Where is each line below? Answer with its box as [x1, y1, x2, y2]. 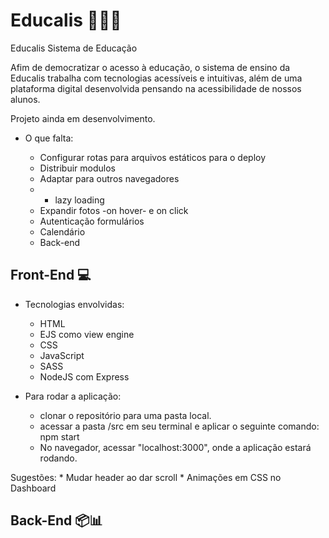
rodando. [39, 452, 78, 464]
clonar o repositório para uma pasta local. [39, 409, 212, 421]
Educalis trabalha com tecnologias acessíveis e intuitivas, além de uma [10, 72, 303, 84]
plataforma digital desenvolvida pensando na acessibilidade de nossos [10, 82, 302, 94]
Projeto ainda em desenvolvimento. [10, 112, 156, 124]
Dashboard [10, 482, 57, 494]
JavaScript [39, 349, 85, 361]
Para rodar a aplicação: [24, 390, 122, 402]
